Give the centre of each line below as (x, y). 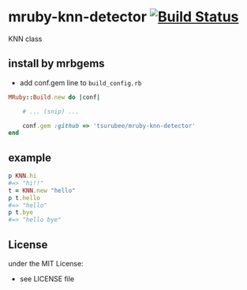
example (30, 158)
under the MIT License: (46, 264)
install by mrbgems (56, 64)
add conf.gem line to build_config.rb (80, 82)
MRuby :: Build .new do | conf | (54, 97)
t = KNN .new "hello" (42, 190)
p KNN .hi (22, 176)
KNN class (25, 39)
